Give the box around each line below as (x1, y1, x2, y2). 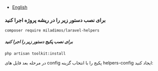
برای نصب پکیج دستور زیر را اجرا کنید (5, 38, 73, 44)
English (12, 4, 28, 10)
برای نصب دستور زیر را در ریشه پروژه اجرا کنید (5, 16, 106, 23)
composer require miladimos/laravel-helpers (5, 28, 100, 33)
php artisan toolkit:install (5, 51, 66, 56)
